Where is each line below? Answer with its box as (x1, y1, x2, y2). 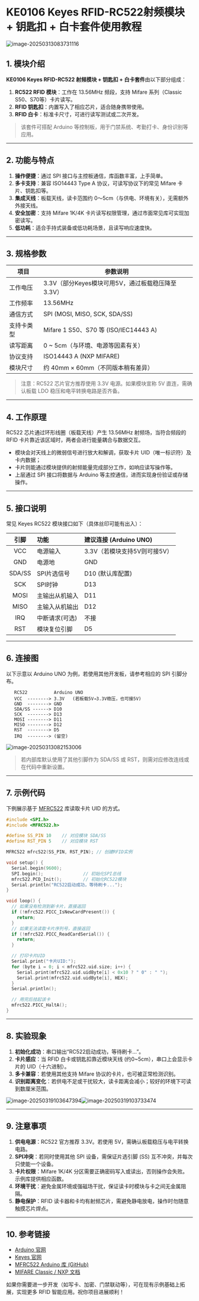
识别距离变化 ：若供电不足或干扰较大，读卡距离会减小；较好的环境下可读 (14, 1077, 191, 1084)
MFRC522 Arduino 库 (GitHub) (14, 1261, 89, 1268)
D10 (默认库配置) (84, 570, 133, 577)
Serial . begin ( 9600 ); (11, 865, 62, 871)
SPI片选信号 (36, 570, 70, 577)
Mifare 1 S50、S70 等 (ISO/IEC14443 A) (43, 326, 158, 334)
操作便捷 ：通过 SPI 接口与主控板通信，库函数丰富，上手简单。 (14, 172, 166, 179)
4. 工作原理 (6, 412, 47, 422)
